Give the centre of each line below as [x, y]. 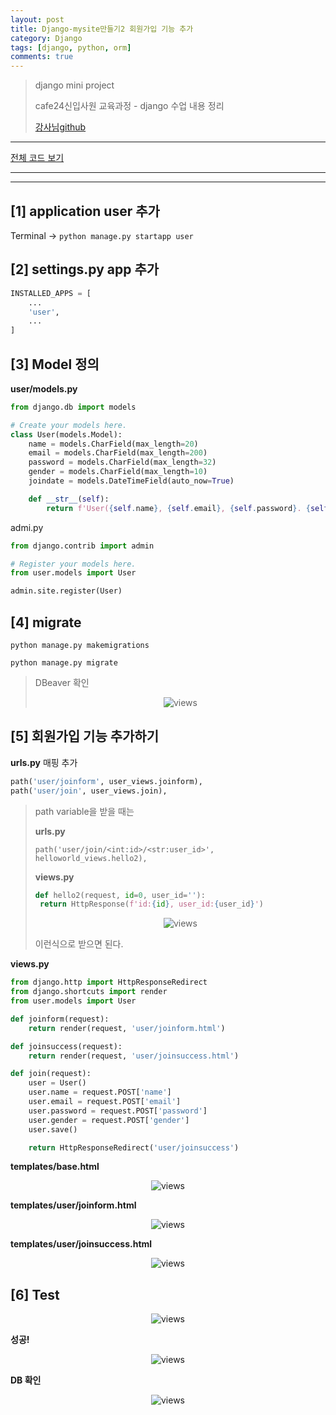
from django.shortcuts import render [89, 992]
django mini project [74, 85]
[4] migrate [46, 622]
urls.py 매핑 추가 [44, 762]
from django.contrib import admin [82, 546]
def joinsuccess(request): [66, 1046]
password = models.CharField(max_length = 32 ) [122, 462]
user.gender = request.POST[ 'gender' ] [109, 1120]
